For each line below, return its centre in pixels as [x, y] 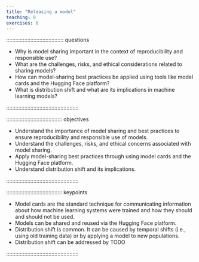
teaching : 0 [21, 17]
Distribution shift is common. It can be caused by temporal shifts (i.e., [100, 230]
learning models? [36, 96]
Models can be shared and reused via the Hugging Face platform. [96, 223]
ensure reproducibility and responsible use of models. [81, 137]
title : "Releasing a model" [41, 12]
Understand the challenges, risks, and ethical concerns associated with [103, 144]
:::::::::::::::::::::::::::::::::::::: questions [48, 40]
